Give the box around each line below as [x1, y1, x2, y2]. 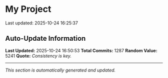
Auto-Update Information [5, 34, 86, 43]
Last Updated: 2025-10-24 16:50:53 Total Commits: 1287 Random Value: [5, 47, 157, 53]
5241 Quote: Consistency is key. [5, 53, 71, 59]
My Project [5, 3, 51, 15]
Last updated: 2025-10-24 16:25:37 [5, 20, 78, 26]
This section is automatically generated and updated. [5, 67, 116, 73]
